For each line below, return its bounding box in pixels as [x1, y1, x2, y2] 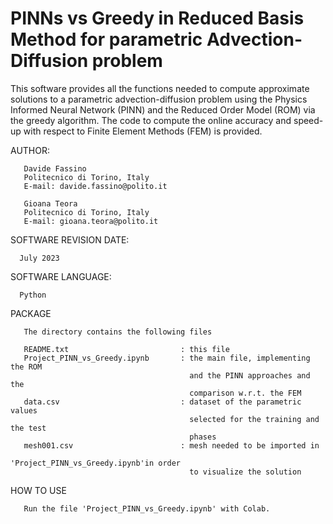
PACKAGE [10, 307, 52, 319]
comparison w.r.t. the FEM [189, 388, 302, 398]
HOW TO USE [10, 484, 67, 496]
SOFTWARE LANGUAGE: [10, 270, 112, 282]
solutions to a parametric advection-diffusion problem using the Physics [10, 93, 308, 105]
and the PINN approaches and [189, 370, 311, 381]
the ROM [10, 362, 43, 372]
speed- [293, 114, 324, 126]
